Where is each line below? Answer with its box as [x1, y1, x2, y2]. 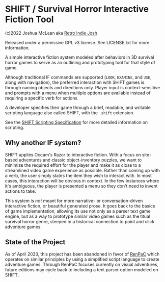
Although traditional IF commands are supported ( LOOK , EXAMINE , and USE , [5, 74, 152, 80]
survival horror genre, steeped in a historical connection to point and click [5, 218, 155, 224]
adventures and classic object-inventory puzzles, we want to [19, 157, 142, 163]
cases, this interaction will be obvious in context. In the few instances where [5, 178, 160, 183]
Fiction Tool [5, 14, 54, 25]
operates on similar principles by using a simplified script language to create [5, 256, 160, 262]
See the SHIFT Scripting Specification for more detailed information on [5, 119, 148, 125]
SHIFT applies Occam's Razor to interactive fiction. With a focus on [5, 152, 141, 157]
